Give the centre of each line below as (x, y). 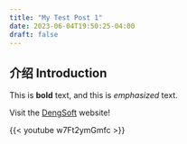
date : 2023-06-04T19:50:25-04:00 (72, 26)
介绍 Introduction (58, 73)
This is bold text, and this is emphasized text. (93, 95)
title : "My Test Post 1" (56, 18)
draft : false (34, 34)
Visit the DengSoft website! (60, 112)
